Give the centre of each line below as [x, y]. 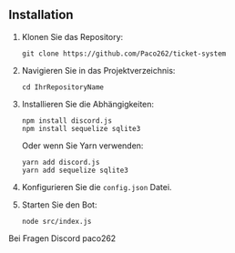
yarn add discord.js [61, 162]
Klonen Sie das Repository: [72, 36]
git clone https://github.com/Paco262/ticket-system [124, 54]
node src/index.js [56, 221]
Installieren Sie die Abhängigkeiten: [88, 104]
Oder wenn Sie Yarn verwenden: [82, 146]
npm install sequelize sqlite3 [81, 128]
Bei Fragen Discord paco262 [62, 238]
